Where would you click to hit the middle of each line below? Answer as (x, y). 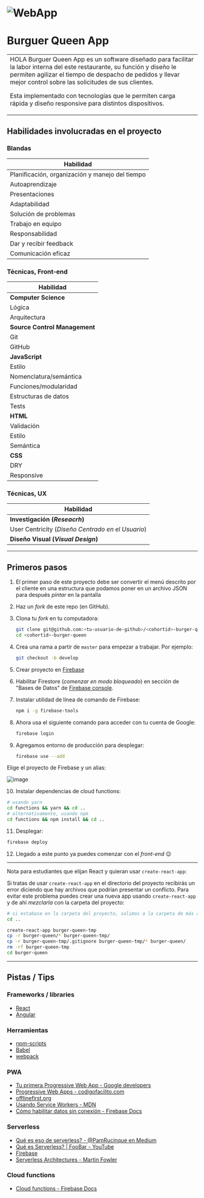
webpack (27, 1056)
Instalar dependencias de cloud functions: (68, 791)
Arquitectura (28, 317)
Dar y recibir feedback (41, 243)
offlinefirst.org (34, 1098)
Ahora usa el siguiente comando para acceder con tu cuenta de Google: (106, 722)
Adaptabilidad (30, 204)
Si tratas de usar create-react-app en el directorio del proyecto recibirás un (101, 883)
